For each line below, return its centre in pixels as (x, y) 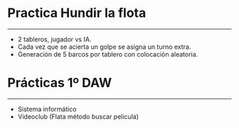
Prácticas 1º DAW (60, 83)
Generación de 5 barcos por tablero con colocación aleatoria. (108, 54)
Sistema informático (47, 109)
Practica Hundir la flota (77, 13)
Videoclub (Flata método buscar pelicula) (78, 116)
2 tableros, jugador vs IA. (54, 39)
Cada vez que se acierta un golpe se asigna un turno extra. (104, 47)
